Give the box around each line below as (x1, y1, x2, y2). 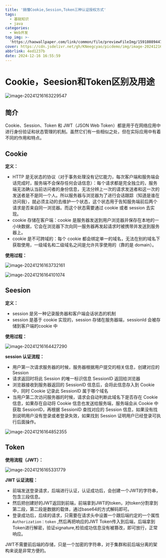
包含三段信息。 (12, 494, 43, 500)
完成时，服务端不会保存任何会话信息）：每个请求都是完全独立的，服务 (16, 180, 158, 186)
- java (9, 21, 23, 26)
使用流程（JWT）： (5, 457, 43, 463)
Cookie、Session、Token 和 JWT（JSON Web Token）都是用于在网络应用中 (5, 122, 161, 129)
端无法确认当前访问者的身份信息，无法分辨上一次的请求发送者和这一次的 (12, 186, 160, 192)
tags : (5, 12, 16, 17)
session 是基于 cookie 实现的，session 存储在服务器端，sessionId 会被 (12, 316, 157, 322)
